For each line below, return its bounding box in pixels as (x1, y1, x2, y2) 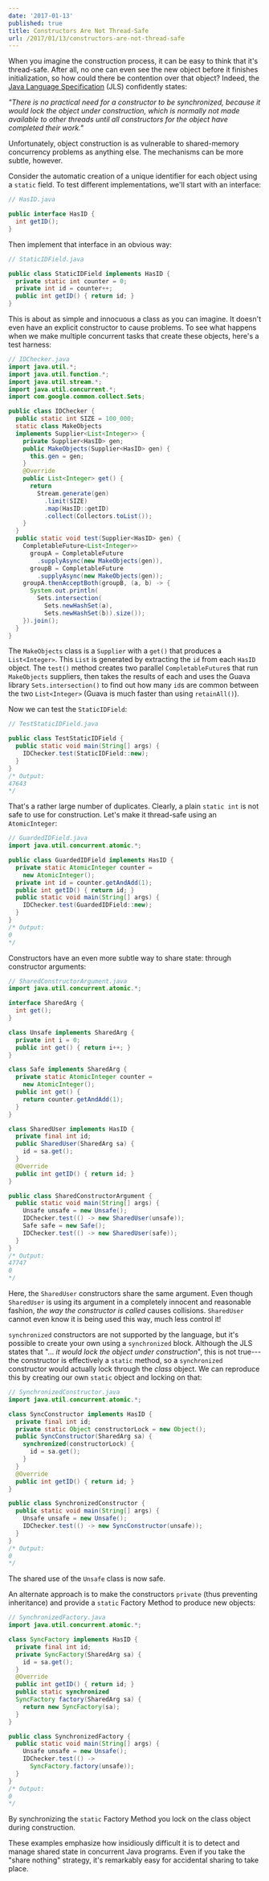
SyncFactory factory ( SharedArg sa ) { (15, 1695, 142, 1703)
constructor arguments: (8, 961, 87, 971)
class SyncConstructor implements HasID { (8, 1410, 153, 1418)
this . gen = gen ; (29, 452, 84, 460)
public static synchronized (15, 1688, 110, 1696)
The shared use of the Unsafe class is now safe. (8, 1574, 166, 1583)
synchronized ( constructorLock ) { (22, 1440, 135, 1448)
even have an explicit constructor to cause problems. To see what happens (8, 323, 257, 332)
